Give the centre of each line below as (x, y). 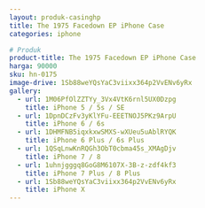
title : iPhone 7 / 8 (63, 157)
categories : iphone (45, 34)
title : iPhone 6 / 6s (65, 124)
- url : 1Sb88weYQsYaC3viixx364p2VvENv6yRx (97, 181)
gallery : (25, 91)
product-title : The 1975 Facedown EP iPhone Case (103, 58)
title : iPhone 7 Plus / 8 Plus (83, 173)
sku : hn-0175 (33, 75)
